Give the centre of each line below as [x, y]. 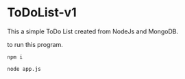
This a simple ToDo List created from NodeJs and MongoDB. [93, 31]
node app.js [24, 69]
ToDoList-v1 [42, 13]
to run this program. [35, 44]
